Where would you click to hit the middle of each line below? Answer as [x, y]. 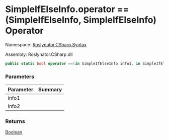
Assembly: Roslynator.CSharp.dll [39, 54]
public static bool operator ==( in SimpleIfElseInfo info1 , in [73, 63]
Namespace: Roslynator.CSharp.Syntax [46, 44]
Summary [50, 90]
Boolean [14, 132]
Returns [15, 121]
